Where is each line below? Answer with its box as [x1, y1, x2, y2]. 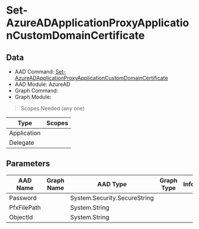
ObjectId [9, 213, 33, 221]
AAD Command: [14, 68, 54, 75]
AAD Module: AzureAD [14, 81, 70, 88]
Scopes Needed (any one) [20, 105, 85, 112]
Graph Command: [14, 87, 59, 94]
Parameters [6, 158, 50, 169]
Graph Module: [14, 93, 52, 100]
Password [9, 193, 37, 202]
